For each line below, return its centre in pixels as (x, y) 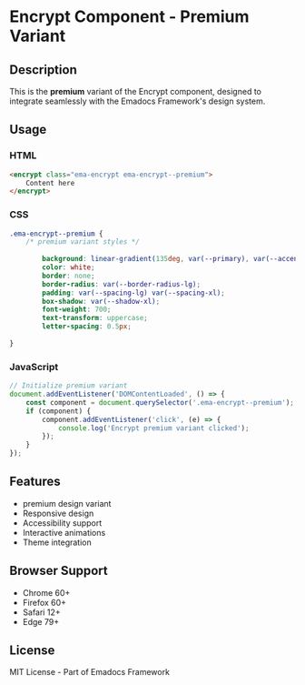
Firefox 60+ (44, 602)
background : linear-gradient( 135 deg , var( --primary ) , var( (156, 259)
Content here (50, 183)
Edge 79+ (41, 621)
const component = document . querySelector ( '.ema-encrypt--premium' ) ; (160, 402)
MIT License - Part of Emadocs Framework (90, 672)
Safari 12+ (41, 612)
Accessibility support (62, 523)
